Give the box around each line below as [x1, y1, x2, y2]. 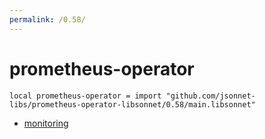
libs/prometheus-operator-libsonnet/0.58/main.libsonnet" [9, 99, 256, 110]
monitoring [23, 117, 69, 129]
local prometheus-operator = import [9, 91, 162, 101]
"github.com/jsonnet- [165, 91, 256, 101]
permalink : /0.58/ [9, 14, 86, 25]
